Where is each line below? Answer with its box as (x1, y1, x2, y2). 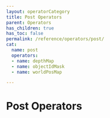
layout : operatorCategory (6, 8, 70, 15)
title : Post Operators (6, 14, 62, 20)
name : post (11, 47, 38, 53)
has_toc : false (6, 31, 44, 37)
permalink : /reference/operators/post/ (6, 36, 105, 42)
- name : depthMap (11, 58, 54, 64)
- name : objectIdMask (11, 63, 65, 70)
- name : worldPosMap (11, 69, 62, 75)
